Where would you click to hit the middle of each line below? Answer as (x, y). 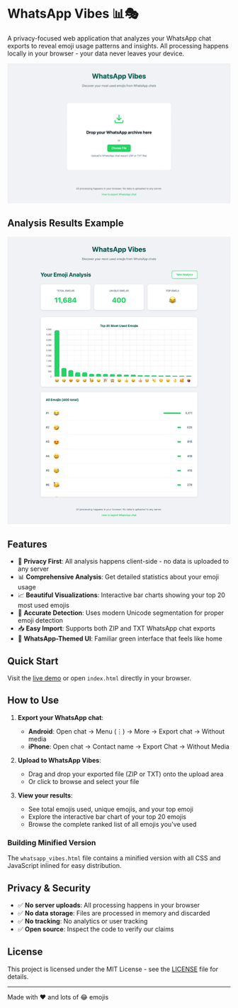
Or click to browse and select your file (84, 781)
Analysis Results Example (66, 224)
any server (33, 569)
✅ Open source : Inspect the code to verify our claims (96, 929)
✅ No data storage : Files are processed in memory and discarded (114, 913)
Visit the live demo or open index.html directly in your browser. (99, 678)
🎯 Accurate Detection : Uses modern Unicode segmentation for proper (121, 613)
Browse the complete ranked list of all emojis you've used (112, 824)
